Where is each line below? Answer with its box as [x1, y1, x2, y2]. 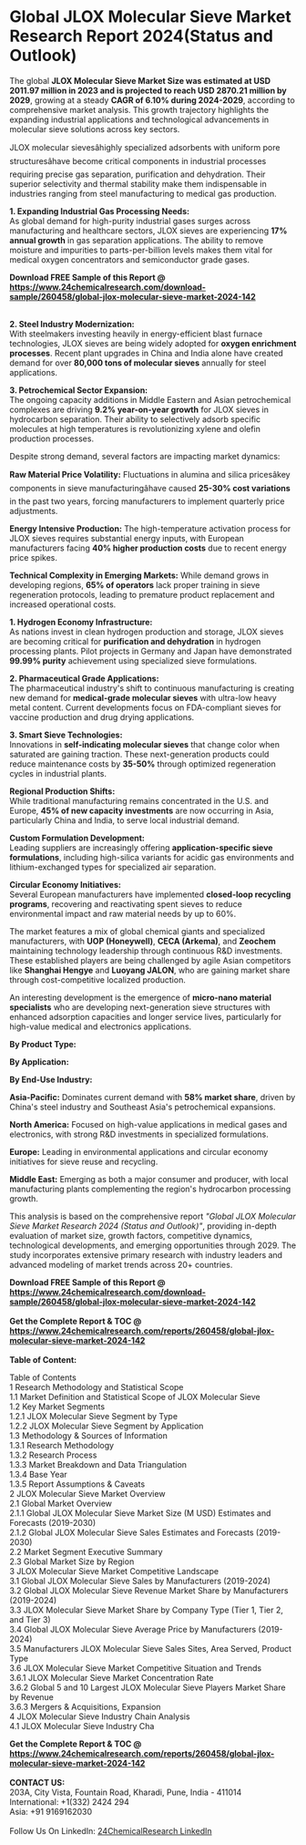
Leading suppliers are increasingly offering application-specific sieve [9, 841, 273, 853]
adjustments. [9, 505, 58, 516]
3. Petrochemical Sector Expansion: [9, 385, 148, 396]
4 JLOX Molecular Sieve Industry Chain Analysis [9, 1711, 190, 1722]
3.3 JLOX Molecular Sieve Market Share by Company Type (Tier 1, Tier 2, [9, 1604, 284, 1615]
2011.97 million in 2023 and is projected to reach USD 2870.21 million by [9, 85, 287, 96]
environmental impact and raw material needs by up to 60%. [9, 908, 237, 919]
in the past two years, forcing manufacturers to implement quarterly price [9, 495, 285, 507]
